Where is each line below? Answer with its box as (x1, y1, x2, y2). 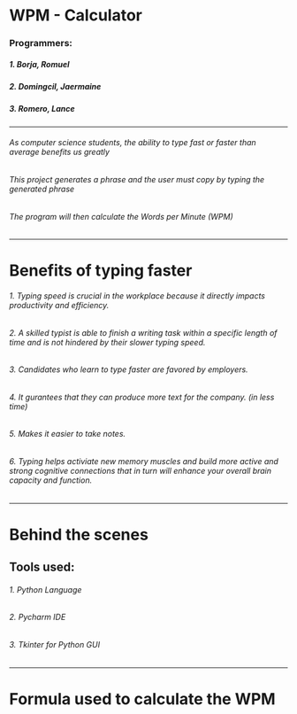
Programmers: (9, 37, 73, 50)
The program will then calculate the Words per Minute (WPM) (9, 211, 234, 221)
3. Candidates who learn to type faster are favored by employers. (9, 364, 249, 375)
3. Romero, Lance (9, 104, 75, 114)
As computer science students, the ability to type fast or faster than (9, 137, 256, 148)
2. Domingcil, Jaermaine (9, 81, 102, 92)
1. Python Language (9, 584, 82, 594)
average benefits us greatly (9, 147, 110, 158)
